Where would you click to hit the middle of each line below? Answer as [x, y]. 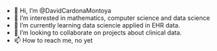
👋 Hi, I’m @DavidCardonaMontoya [62, 11]
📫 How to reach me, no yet [53, 40]
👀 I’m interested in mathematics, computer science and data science [112, 18]
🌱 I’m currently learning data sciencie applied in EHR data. [97, 25]
